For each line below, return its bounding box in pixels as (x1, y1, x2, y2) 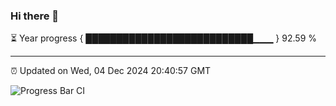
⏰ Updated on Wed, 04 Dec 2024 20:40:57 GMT (10, 65, 212, 77)
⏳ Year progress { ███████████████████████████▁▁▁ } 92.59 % (10, 32, 317, 44)
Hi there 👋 (10, 9, 60, 23)
